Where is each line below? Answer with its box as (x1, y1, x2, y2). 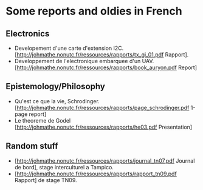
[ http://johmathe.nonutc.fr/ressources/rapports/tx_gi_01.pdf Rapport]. (14, 51, 189, 58)
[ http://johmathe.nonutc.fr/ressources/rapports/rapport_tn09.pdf (14, 170, 177, 177)
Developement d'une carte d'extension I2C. (14, 44, 124, 52)
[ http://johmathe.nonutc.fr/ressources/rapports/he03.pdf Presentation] (14, 123, 193, 131)
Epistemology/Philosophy (5, 81, 106, 92)
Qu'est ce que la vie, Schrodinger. (14, 97, 100, 104)
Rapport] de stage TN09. (14, 176, 77, 183)
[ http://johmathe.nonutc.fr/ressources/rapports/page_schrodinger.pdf (14, 104, 190, 111)
